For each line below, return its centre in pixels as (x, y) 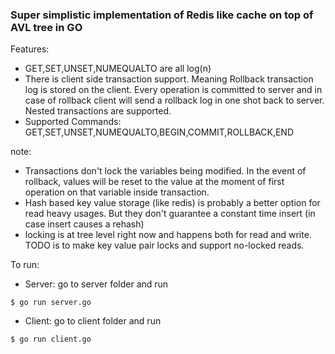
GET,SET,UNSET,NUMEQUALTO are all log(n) (118, 69)
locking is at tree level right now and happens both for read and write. (168, 235)
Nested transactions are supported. (98, 111)
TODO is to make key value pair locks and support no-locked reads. (164, 245)
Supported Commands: (73, 122)
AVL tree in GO (46, 27)
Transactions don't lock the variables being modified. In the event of (165, 171)
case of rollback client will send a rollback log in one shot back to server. (174, 100)
